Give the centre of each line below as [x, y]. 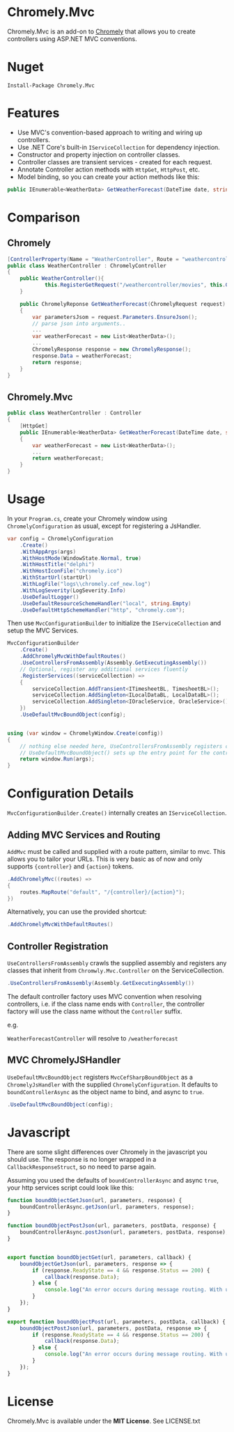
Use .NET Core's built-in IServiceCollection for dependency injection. [119, 147]
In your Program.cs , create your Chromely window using [87, 518]
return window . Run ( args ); [57, 759]
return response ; [57, 362]
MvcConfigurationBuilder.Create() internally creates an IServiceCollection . [117, 813]
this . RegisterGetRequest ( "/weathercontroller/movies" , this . [135, 285]
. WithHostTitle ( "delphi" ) [57, 565]
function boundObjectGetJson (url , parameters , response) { [95, 1200]
